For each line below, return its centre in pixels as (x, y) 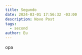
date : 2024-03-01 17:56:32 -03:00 (41, 14)
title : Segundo (21, 10)
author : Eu (16, 33)
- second (19, 28)
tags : (11, 24)
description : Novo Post (30, 19)
